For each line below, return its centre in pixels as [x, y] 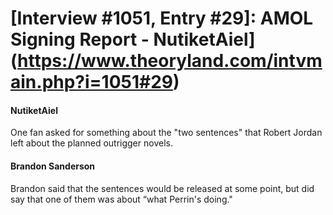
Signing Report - [80, 39]
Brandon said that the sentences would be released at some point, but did [162, 188]
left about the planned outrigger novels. [91, 143]
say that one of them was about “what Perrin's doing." [121, 199]
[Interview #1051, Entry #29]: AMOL [162, 18]
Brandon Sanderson [53, 166]
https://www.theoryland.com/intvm [170, 61]
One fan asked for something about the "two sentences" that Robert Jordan [166, 133]
